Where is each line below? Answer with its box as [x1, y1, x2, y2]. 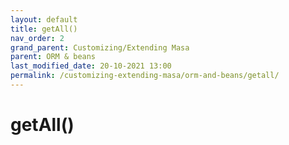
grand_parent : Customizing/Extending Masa [10, 42, 190, 53]
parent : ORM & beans [10, 52, 97, 62]
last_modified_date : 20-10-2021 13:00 [10, 61, 172, 71]
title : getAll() [10, 24, 78, 34]
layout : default [10, 14, 78, 25]
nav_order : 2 [10, 33, 65, 43]
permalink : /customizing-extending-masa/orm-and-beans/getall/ [10, 71, 280, 81]
